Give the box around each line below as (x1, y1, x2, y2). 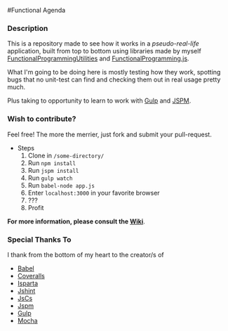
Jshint (17, 286, 36, 294)
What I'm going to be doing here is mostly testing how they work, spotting (7, 68, 221, 77)
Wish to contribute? (7, 114, 76, 124)
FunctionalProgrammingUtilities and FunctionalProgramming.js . (7, 54, 189, 63)
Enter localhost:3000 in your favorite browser (27, 188, 160, 197)
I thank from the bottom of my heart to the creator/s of (7, 250, 165, 259)
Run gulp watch (27, 174, 73, 182)
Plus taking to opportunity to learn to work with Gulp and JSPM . (7, 96, 192, 105)
